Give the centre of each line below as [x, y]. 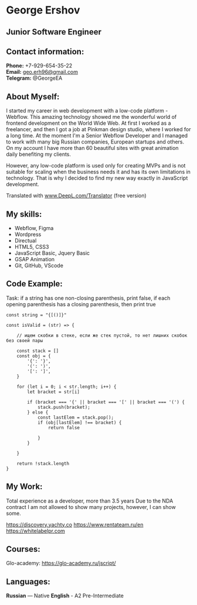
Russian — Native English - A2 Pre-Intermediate [65, 596]
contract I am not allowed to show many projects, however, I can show [91, 507]
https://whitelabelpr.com [36, 531]
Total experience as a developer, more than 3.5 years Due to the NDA [90, 501]
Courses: [23, 549]
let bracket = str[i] [54, 392]
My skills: [24, 214]
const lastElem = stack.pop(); [76, 417]
